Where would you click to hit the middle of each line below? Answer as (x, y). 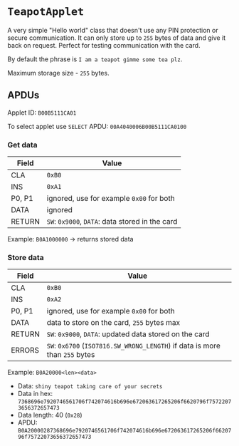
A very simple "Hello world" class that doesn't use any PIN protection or (113, 30)
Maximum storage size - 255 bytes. (58, 73)
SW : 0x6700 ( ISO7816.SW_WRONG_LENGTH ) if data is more (133, 346)
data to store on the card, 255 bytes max (113, 323)
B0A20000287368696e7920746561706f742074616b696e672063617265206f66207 (124, 431)
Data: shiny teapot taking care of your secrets (90, 386)
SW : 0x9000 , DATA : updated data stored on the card (128, 334)
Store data (26, 257)
